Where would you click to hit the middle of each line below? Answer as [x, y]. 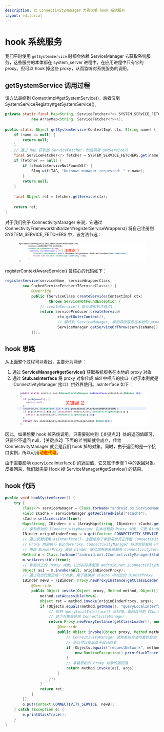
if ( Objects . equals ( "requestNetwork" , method [113, 648]
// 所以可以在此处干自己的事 [91, 642]
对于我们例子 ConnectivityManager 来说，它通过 [54, 222]
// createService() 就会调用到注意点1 [76, 307]
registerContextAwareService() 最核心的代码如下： [56, 271]
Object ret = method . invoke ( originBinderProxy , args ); [97, 601]
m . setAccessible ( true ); [47, 560]
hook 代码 [20, 486]
